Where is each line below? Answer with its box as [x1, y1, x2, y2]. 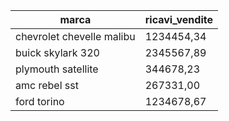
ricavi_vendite [144, 13, 213, 26]
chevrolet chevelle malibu [15, 30, 136, 43]
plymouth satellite [15, 62, 99, 76]
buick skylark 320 [15, 46, 100, 59]
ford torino [15, 95, 65, 108]
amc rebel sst [15, 79, 79, 92]
